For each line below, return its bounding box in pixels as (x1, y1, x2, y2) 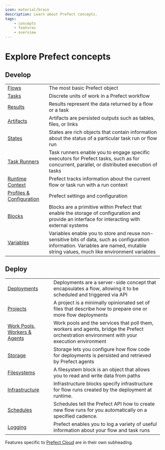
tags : (5, 16, 16, 21)
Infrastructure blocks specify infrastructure (53, 380, 153, 387)
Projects (7, 305, 27, 312)
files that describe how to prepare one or (53, 305, 148, 312)
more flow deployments (53, 311, 108, 318)
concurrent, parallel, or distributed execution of (49, 161, 158, 168)
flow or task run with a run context (49, 182, 128, 188)
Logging (7, 424, 27, 430)
